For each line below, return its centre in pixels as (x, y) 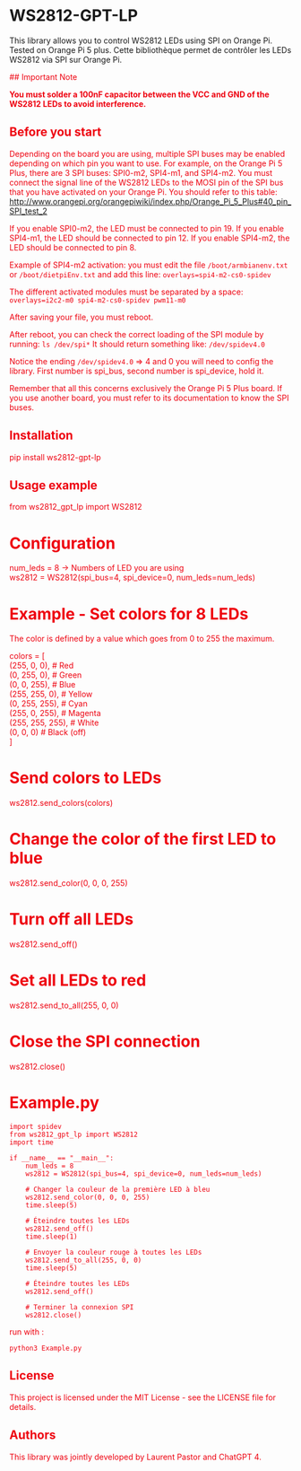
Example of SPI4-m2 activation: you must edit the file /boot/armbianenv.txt (149, 265)
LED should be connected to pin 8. (73, 247)
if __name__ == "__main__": (62, 1158)
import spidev (36, 1126)
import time (31, 1142)
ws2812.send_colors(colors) (61, 803)
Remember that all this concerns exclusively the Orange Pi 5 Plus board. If (146, 388)
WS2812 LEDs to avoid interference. (77, 103)
